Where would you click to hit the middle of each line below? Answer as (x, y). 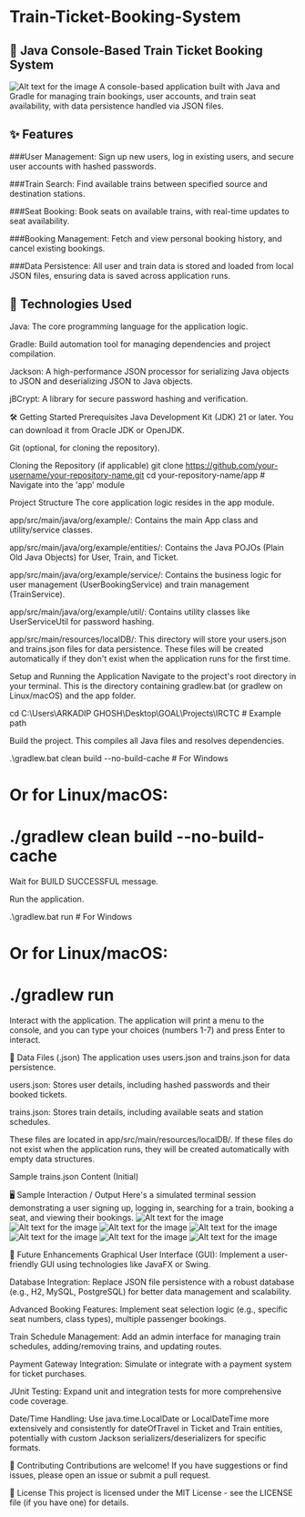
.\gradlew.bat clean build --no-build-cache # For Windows (119, 758)
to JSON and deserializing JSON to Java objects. (101, 381)
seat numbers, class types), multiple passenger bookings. (118, 1318)
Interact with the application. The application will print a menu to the (137, 1020)
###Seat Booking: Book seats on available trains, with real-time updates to (149, 211)
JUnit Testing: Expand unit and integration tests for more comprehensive (146, 1391)
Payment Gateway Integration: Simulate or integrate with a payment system (151, 1364)
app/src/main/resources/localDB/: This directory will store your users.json (148, 639)
